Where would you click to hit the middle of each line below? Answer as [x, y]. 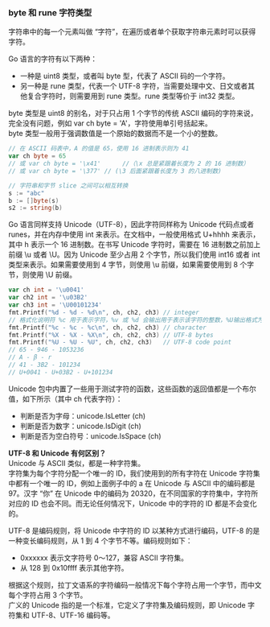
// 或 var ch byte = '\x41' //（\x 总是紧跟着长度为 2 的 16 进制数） [129, 164]
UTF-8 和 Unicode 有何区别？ [57, 453]
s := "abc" [27, 193]
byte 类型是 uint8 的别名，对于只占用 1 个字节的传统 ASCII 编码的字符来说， [133, 113]
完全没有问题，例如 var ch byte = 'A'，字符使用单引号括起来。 [110, 123]
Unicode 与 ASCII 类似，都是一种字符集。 [77, 463]
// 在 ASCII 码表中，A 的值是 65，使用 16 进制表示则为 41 [99, 149]
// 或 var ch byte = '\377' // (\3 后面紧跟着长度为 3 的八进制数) [115, 171]
